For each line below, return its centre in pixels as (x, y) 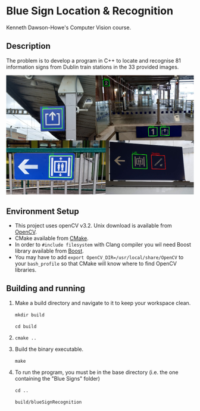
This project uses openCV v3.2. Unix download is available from (93, 225)
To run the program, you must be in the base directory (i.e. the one (96, 372)
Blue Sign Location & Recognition (90, 11)
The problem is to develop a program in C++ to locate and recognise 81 (94, 60)
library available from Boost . (49, 251)
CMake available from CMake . (52, 238)
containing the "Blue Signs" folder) (57, 378)
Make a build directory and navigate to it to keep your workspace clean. (103, 303)
